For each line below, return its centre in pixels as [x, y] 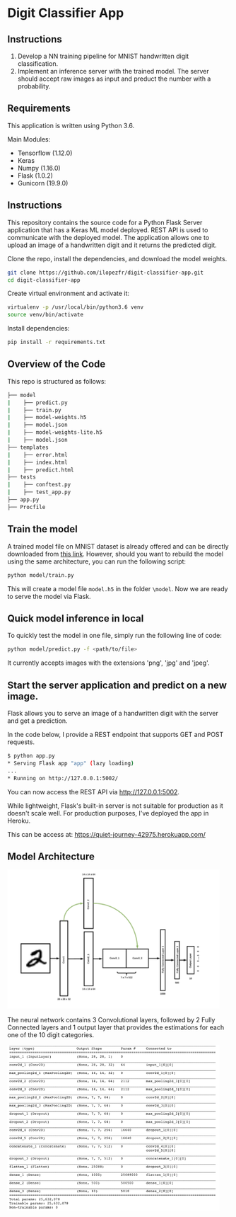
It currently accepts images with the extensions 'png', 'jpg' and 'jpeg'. [108, 663]
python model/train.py [41, 575]
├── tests [22, 477]
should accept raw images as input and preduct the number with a [114, 79]
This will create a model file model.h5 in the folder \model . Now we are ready [118, 588]
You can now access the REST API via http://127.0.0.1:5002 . [94, 792]
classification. [38, 64]
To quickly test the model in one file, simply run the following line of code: [115, 636]
